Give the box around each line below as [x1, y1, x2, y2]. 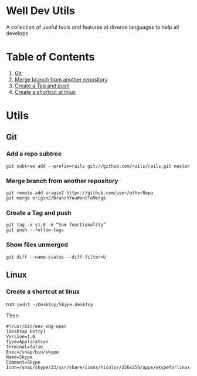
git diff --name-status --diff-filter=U [6, 254, 107, 260]
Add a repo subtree [6, 150, 62, 158]
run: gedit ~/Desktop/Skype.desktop [6, 301, 94, 308]
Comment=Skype [6, 360, 41, 365]
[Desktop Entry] [6, 328, 46, 335]
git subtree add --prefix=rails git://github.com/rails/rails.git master [6, 163, 191, 169]
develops [6, 29, 28, 36]
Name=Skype [6, 354, 33, 360]
